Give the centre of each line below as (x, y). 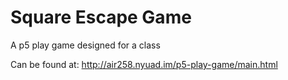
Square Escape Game (101, 17)
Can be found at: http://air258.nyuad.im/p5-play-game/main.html (144, 64)
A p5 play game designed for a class (85, 45)
